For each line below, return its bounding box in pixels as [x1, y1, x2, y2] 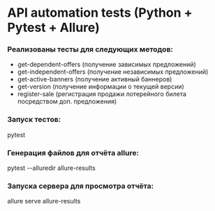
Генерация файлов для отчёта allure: [7, 148, 140, 157]
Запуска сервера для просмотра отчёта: [7, 181, 154, 191]
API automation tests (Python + [7, 5, 193, 21]
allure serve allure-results [7, 197, 81, 205]
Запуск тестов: [7, 115, 61, 125]
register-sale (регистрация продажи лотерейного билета [17, 90, 187, 98]
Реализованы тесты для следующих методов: [7, 45, 173, 54]
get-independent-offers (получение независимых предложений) [17, 68, 209, 76]
